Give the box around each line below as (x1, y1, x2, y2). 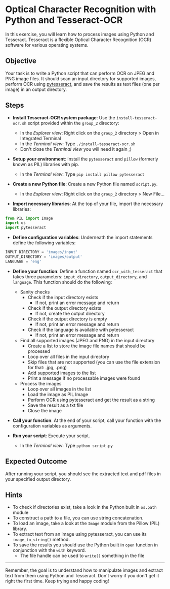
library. (12, 526, 28, 532)
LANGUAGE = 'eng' (5, 259, 42, 264)
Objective (5, 57, 37, 66)
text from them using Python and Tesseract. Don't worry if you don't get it (5, 573, 159, 579)
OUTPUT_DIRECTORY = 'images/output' (5, 254, 82, 259)
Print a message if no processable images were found (27, 375, 140, 381)
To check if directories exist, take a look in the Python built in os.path (12, 504, 157, 510)
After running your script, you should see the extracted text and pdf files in (5, 471, 161, 477)
